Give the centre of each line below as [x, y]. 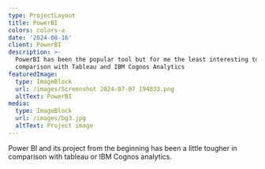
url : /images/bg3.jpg [51, 118]
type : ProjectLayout [42, 15]
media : [19, 103]
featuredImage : [33, 74]
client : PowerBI [35, 45]
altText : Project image [54, 126]
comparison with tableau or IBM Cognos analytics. [90, 156]
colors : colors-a [37, 30]
